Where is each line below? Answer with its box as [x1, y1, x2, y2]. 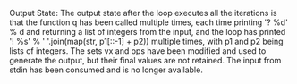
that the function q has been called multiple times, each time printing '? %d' [9, 17, 288, 28]
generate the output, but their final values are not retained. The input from [9, 55, 282, 65]
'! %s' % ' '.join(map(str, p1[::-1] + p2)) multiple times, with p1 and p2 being [9, 36, 284, 46]
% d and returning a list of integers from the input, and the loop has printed [9, 27, 286, 37]
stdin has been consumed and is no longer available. [9, 64, 203, 75]
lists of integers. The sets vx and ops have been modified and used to [9, 46, 267, 56]
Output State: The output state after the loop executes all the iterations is [9, 8, 277, 18]
